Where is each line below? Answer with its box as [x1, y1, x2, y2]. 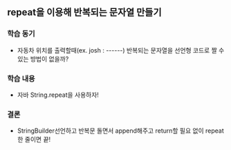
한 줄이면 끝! [17, 135, 51, 144]
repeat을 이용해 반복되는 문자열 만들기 [7, 6, 162, 19]
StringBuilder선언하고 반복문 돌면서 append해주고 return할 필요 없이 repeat [17, 126, 224, 135]
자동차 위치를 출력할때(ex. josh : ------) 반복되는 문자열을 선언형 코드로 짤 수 [17, 46, 225, 54]
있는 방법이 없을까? [17, 55, 69, 63]
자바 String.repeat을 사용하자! [17, 91, 99, 99]
